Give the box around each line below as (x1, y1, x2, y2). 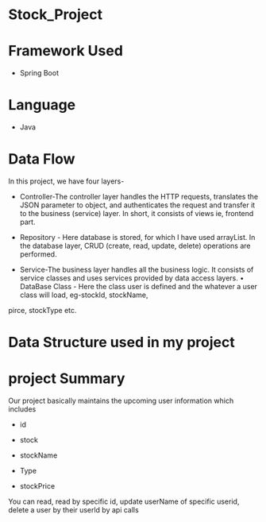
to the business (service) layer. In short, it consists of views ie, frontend (19, 209, 254, 218)
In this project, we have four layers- (8, 176, 125, 186)
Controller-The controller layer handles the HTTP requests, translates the (19, 192, 259, 201)
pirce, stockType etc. (8, 306, 77, 315)
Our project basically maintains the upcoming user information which (8, 396, 234, 406)
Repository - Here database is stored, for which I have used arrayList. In (19, 233, 256, 242)
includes (8, 404, 37, 414)
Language (8, 96, 76, 114)
